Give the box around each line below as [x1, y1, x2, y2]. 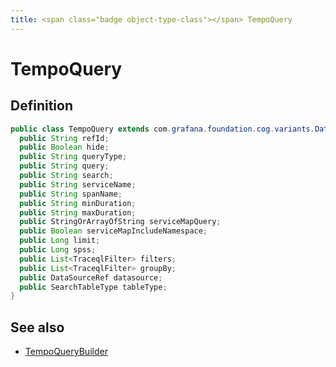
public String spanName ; [19, 189, 123, 199]
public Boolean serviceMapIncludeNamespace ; [19, 226, 208, 236]
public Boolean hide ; [19, 142, 110, 153]
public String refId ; [19, 133, 110, 143]
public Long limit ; [19, 236, 101, 246]
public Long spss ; [19, 245, 97, 255]
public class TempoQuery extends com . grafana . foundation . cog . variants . [10, 124, 315, 134]
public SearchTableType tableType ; [19, 282, 168, 292]
